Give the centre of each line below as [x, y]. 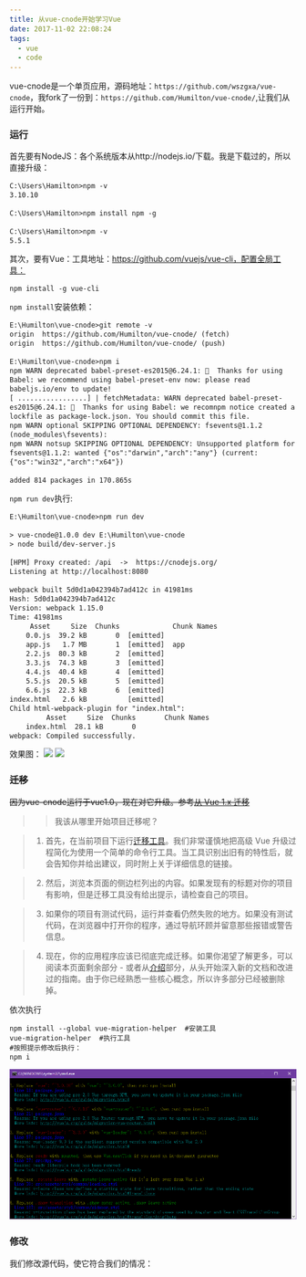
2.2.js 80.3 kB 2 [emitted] [96, 654]
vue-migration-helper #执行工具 [70, 1038]
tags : [20, 38]
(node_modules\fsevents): [58, 435]
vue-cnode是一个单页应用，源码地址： [82, 86]
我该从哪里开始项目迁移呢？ [107, 821]
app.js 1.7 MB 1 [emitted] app [105, 645]
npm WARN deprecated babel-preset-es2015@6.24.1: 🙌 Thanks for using [146, 371]
